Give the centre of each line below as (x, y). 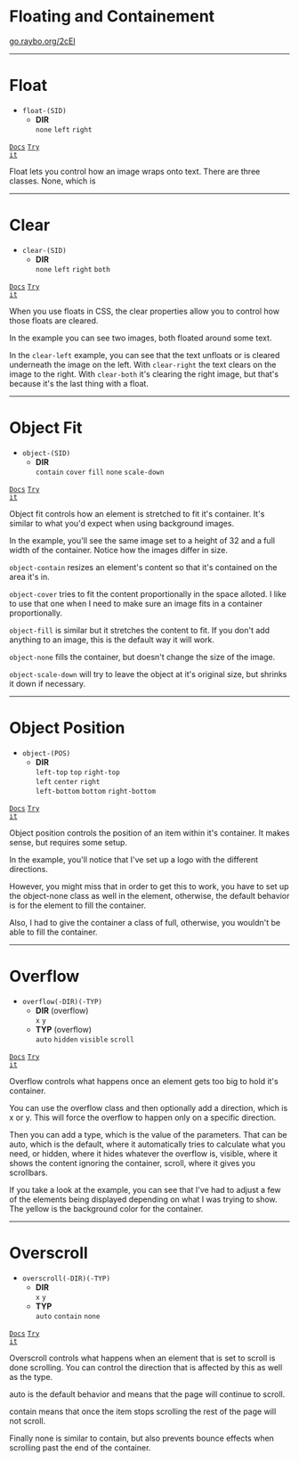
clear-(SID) (44, 250)
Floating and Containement (112, 16)
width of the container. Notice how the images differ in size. (119, 550)
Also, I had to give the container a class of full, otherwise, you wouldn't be (145, 922)
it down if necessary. (48, 683)
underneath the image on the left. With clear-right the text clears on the (143, 364)
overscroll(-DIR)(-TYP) (66, 1278)
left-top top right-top (77, 772)
